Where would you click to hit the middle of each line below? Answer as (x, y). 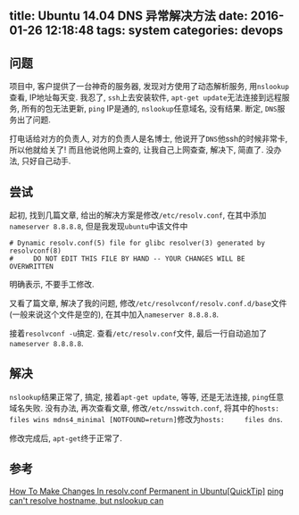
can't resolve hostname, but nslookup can (87, 500)
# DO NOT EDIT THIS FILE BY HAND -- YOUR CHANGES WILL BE (127, 259)
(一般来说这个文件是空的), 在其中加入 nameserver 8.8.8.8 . (114, 314)
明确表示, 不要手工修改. (52, 285)
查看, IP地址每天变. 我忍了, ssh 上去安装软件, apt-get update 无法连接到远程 (146, 97)
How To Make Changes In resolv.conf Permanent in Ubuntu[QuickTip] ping (146, 491)
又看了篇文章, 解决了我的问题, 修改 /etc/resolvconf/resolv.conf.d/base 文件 (148, 303)
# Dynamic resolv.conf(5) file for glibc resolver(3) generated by (137, 244)
